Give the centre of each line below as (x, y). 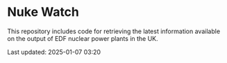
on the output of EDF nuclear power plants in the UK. (83, 38)
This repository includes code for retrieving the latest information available (114, 31)
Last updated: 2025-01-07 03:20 (54, 52)
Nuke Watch (43, 12)
